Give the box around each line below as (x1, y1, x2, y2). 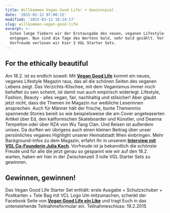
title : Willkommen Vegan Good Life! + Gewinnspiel (5, 7, 114, 13)
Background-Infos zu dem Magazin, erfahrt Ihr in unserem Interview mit (5, 137, 156, 144)
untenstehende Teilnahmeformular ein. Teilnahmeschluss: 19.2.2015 (5, 203, 147, 209)
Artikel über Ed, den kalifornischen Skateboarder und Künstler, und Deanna (5, 116, 162, 122)
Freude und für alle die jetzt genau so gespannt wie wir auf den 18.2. (5, 148, 148, 154)
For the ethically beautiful (5, 59, 89, 68)
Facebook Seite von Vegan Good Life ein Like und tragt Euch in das (5, 198, 147, 204)
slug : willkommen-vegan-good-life (5, 21, 78, 27)
